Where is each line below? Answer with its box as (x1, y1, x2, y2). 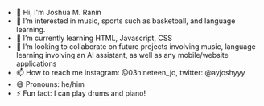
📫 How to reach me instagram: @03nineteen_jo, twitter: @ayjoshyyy (15, 68, 245, 77)
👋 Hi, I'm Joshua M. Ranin (15, 8, 102, 17)
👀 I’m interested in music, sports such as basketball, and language (15, 16, 236, 26)
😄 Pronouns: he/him (15, 79, 85, 88)
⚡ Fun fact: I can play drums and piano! (15, 88, 146, 98)
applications (15, 59, 57, 68)
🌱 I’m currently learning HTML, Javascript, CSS (15, 33, 173, 43)
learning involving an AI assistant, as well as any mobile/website (15, 51, 229, 59)
